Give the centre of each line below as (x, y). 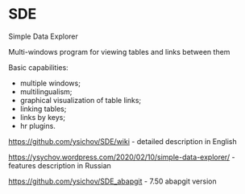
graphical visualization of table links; (81, 100)
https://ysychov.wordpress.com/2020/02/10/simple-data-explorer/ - (122, 157)
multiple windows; (50, 83)
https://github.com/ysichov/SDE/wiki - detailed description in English (122, 141)
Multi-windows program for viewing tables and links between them (119, 52)
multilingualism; (46, 91)
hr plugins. (38, 126)
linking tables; (43, 109)
